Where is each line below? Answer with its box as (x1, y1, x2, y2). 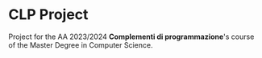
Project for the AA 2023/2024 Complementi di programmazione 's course (8, 32, 255, 41)
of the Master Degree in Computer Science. (8, 40, 153, 49)
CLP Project (8, 6, 89, 24)
